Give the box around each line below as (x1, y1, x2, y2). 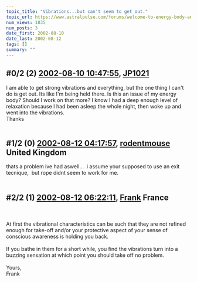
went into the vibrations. (6, 109, 64, 116)
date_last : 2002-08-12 (6, 36, 62, 42)
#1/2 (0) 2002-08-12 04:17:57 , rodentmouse (6, 138, 171, 148)
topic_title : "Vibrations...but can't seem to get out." (6, 8, 148, 15)
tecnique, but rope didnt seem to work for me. (6, 169, 119, 176)
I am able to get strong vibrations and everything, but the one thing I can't (6, 84, 184, 91)
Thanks (6, 115, 25, 122)
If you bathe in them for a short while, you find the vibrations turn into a (6, 246, 178, 253)
